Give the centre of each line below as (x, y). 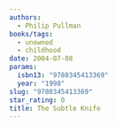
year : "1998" (41, 83)
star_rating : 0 (37, 100)
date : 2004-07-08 (41, 59)
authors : (25, 17)
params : (23, 67)
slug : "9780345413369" (51, 91)
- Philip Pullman (49, 26)
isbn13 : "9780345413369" (63, 75)
